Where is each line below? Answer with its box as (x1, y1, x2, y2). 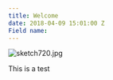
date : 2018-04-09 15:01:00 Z (8, 19, 105, 27)
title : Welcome (8, 11, 59, 20)
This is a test (8, 64, 50, 74)
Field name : (8, 26, 48, 34)
